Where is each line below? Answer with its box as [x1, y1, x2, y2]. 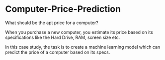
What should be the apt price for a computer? [5, 20, 98, 26]
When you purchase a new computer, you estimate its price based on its [5, 29, 153, 35]
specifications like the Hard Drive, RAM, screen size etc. [5, 34, 120, 40]
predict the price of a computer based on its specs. [5, 49, 110, 55]
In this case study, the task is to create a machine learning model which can [5, 44, 161, 50]
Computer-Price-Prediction [5, 3, 121, 15]
